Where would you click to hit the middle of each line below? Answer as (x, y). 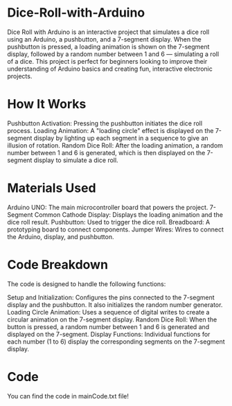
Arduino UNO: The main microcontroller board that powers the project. (108, 207)
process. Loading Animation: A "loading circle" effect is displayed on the (110, 130)
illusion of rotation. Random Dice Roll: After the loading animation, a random (115, 145)
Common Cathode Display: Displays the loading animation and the (129, 214)
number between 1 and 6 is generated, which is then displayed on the (106, 152)
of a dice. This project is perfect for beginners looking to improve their (107, 61)
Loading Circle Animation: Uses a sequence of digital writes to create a (108, 312)
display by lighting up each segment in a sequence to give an (121, 138)
